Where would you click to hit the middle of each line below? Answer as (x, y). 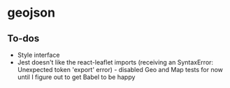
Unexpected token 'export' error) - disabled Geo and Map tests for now (120, 70)
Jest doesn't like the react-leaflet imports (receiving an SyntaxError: (115, 62)
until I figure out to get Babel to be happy (76, 77)
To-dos (23, 38)
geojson (31, 13)
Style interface (38, 55)
